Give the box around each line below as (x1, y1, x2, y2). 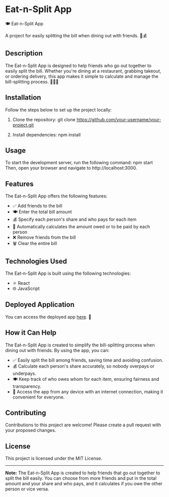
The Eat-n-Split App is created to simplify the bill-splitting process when (5, 342, 155, 348)
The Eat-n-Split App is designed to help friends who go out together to (5, 62, 152, 69)
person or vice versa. (5, 486, 49, 492)
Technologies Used (5, 257, 67, 266)
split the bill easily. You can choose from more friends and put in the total (5, 475, 157, 481)
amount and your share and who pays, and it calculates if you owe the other (5, 481, 162, 487)
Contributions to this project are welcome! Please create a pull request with (5, 422, 161, 428)
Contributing (5, 409, 46, 417)
